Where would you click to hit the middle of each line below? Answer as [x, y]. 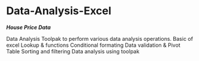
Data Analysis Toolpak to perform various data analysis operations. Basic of [100, 38]
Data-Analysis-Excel [59, 11]
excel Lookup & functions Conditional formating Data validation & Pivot [94, 45]
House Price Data [28, 27]
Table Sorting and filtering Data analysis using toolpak [73, 51]
